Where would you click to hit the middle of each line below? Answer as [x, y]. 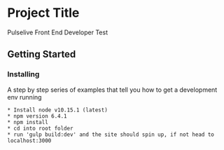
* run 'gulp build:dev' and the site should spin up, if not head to [111, 135]
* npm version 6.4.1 [37, 116]
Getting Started [42, 54]
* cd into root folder [40, 128]
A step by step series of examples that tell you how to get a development [112, 90]
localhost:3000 [29, 141]
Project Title [43, 13]
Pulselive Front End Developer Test [58, 32]
